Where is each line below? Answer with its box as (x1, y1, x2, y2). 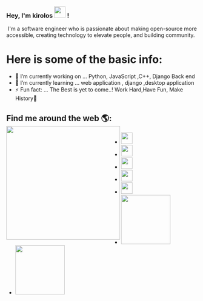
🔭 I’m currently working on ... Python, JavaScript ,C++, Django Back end (15, 73, 195, 80)
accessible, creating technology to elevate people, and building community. (6, 31, 195, 39)
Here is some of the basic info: (6, 53, 162, 67)
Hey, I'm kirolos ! (6, 11, 70, 19)
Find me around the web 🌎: (6, 113, 112, 124)
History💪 (15, 94, 38, 102)
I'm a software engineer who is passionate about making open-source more (7, 25, 197, 33)
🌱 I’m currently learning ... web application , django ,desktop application (15, 79, 195, 87)
